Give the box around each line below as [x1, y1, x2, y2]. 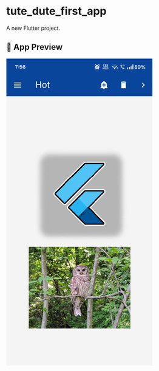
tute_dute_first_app [6, 4, 107, 18]
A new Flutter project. [6, 24, 61, 32]
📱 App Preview [6, 42, 63, 52]
